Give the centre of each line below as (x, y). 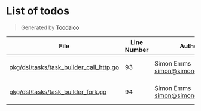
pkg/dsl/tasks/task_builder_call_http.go (64, 67)
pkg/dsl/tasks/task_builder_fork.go (58, 92)
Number (137, 50)
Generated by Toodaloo (50, 27)
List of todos (38, 11)
